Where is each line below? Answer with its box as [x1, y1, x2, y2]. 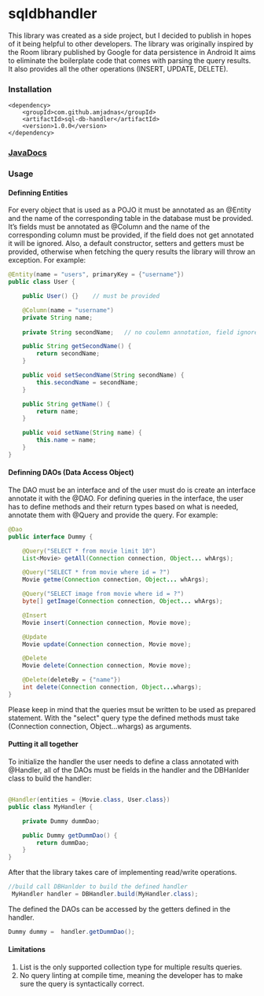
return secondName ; [36, 350, 101, 358]
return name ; [36, 407, 79, 415]
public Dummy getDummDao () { [22, 831, 118, 840]
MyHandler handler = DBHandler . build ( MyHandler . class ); [11, 890, 199, 899]
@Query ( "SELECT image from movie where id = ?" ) [22, 590, 185, 598]
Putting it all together [8, 740, 79, 749]
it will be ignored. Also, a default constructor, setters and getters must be [8, 239, 245, 248]
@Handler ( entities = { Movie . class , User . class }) [8, 796, 170, 804]
